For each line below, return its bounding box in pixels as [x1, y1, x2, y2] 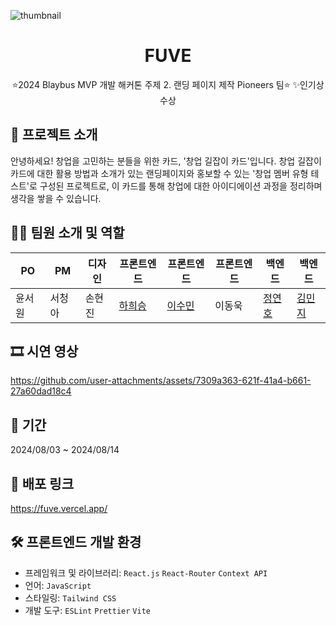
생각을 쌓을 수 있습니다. [10, 192, 102, 204]
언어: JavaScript [24, 579, 92, 591]
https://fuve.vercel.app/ [10, 503, 108, 514]
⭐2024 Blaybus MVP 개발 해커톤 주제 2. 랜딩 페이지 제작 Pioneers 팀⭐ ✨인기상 [11, 78, 325, 90]
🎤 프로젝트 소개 [10, 126, 98, 144]
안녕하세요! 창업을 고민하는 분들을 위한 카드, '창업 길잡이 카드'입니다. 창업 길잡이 [10, 155, 322, 167]
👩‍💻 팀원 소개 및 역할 [10, 225, 125, 242]
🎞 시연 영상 [10, 343, 79, 360]
